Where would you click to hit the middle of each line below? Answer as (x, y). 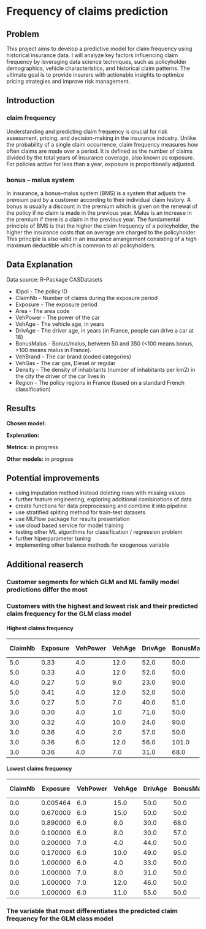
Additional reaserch (45, 564)
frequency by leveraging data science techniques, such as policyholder (97, 62)
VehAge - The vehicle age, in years (59, 324)
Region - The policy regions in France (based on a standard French (100, 382)
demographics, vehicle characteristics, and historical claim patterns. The (98, 68)
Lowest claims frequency (39, 769)
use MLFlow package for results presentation (72, 519)
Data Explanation (40, 265)
